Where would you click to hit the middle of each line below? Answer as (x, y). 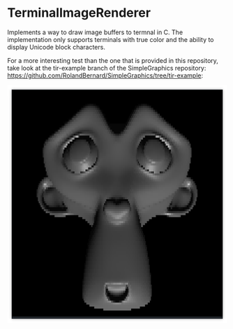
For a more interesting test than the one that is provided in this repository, (113, 60)
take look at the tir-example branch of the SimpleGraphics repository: (107, 68)
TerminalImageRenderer (79, 13)
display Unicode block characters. (57, 47)
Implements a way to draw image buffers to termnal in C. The (95, 32)
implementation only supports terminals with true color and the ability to (111, 39)
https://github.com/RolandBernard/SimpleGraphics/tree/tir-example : (105, 75)
